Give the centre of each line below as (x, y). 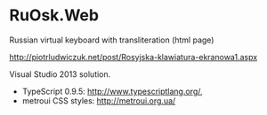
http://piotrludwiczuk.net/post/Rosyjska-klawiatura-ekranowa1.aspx (133, 57)
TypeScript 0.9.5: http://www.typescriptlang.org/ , (112, 91)
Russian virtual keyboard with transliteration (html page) (112, 40)
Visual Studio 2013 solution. (60, 74)
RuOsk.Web (54, 15)
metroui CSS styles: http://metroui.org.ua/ (99, 100)
